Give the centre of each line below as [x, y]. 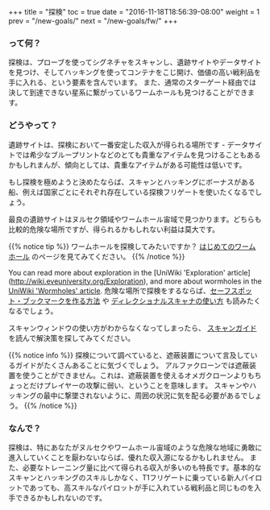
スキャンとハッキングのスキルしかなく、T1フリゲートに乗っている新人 [125, 477]
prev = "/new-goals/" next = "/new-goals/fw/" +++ [93, 21]
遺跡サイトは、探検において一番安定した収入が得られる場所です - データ [128, 144]
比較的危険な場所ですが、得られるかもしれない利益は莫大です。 [114, 229]
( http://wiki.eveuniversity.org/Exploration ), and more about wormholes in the [135, 281]
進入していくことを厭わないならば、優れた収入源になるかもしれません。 [128, 457]
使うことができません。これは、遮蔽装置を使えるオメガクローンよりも [139, 375]
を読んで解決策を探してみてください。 [72, 338]
